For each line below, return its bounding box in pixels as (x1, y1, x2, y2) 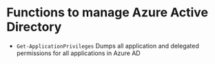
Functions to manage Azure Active (6, 5, 208, 20)
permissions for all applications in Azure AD (16, 49, 141, 57)
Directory (6, 19, 62, 35)
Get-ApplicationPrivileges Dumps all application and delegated (16, 42, 199, 50)
